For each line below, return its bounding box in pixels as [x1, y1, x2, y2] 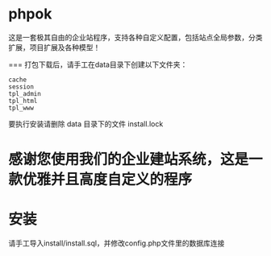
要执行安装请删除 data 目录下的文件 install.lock [8, 118, 164, 129]
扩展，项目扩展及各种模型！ [8, 42, 101, 52]
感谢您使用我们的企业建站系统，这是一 [8, 151, 264, 169]
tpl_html [8, 97, 38, 105]
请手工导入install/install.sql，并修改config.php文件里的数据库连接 [8, 238, 225, 248]
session [8, 82, 35, 91]
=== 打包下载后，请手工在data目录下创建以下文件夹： [8, 60, 188, 69]
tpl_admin [8, 89, 42, 97]
